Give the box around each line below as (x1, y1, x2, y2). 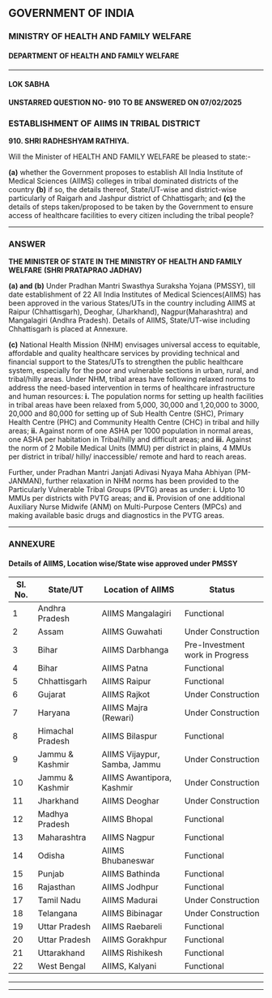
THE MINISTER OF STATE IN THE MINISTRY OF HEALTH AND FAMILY (8, 257, 243, 267)
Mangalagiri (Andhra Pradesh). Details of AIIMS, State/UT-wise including (8, 315, 251, 325)
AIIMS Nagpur (101, 832, 155, 843)
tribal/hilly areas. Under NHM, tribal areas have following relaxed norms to (8, 375, 256, 384)
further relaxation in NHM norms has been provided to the (45, 476, 240, 486)
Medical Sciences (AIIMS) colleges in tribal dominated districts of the (8, 176, 239, 186)
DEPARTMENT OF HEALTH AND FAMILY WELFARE (8, 50, 180, 60)
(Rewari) (101, 713, 135, 724)
